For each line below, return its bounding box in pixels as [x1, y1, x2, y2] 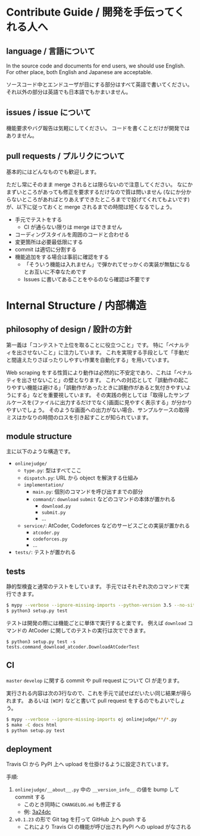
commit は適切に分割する [14, 245, 77, 253]
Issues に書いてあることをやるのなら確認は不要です [23, 275, 151, 282]
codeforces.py [32, 536, 68, 542]
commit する [14, 794, 46, 801]
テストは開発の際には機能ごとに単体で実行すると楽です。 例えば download [6, 619, 186, 626]
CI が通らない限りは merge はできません [23, 223, 123, 230]
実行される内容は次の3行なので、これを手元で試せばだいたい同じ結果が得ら [6, 689, 192, 696]
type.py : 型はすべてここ [23, 467, 82, 474]
